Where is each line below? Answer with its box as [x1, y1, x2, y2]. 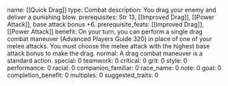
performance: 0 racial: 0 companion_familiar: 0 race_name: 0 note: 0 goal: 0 [7, 64, 222, 72]
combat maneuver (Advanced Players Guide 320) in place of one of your [7, 35, 212, 43]
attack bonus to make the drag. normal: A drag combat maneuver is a [7, 49, 203, 57]
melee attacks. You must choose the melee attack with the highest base [7, 42, 210, 50]
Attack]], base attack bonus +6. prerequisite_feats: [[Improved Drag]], [7, 20, 204, 28]
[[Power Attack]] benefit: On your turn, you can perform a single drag [7, 27, 203, 35]
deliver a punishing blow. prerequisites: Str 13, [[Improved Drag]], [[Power [7, 13, 214, 21]
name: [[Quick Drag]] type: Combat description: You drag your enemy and [7, 6, 217, 14]
